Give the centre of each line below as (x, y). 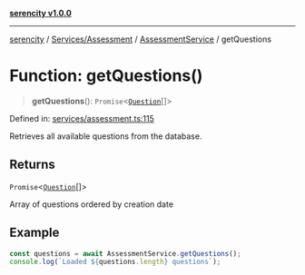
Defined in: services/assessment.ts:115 (82, 118)
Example (34, 233)
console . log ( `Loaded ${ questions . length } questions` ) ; (115, 262)
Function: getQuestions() (106, 76)
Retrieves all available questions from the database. (106, 136)
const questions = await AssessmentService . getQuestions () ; (126, 253)
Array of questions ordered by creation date (92, 204)
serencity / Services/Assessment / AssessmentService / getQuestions (141, 39)
